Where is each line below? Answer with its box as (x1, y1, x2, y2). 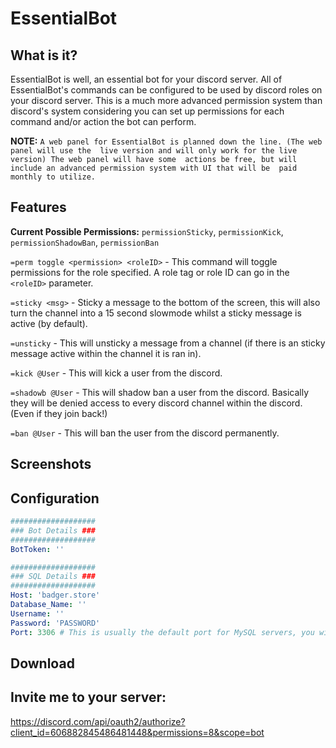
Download (10, 655, 75, 672)
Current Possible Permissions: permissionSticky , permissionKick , (10, 225, 284, 237)
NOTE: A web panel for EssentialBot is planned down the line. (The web (10, 135, 323, 147)
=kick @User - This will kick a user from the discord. (10, 367, 223, 379)
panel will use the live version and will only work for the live (10, 146, 298, 156)
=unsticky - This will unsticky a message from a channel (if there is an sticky (10, 337, 326, 349)
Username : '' (10, 608, 65, 619)
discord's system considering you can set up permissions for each (10, 105, 285, 117)
